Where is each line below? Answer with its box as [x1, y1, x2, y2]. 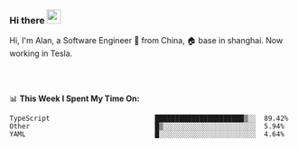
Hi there [9, 14, 45, 26]
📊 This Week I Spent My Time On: [9, 93, 140, 104]
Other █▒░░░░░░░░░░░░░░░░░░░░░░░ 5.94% [9, 122, 284, 131]
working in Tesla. [9, 48, 73, 59]
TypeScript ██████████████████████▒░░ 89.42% [9, 114, 289, 124]
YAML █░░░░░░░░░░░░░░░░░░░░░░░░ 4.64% [9, 130, 284, 139]
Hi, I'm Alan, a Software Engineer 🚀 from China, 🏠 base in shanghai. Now [9, 35, 284, 46]
